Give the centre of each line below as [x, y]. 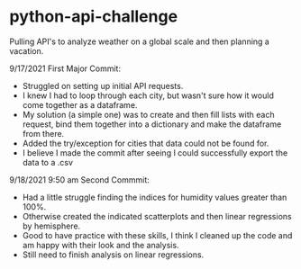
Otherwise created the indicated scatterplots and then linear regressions [157, 216]
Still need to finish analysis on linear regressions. [113, 255]
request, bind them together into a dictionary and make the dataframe [152, 124]
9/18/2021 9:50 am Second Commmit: [80, 179]
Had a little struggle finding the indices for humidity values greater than [155, 197]
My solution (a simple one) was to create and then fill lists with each [148, 114]
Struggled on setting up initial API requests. [103, 85]
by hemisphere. [51, 226]
